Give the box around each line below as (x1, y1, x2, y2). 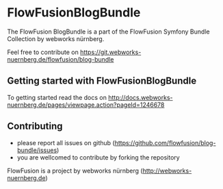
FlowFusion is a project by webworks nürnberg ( (7, 166, 143, 175)
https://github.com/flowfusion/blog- (114, 138, 216, 147)
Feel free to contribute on (7, 48, 79, 56)
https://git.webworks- (79, 48, 142, 56)
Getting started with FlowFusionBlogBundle (7, 75, 197, 87)
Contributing (7, 121, 63, 132)
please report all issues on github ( (16, 138, 115, 147)
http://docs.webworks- (108, 93, 173, 101)
